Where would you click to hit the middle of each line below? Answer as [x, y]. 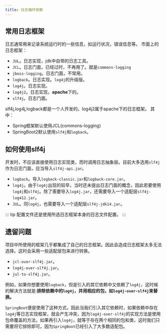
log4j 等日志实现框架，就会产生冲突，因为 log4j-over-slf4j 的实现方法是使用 [83, 314]
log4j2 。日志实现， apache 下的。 [46, 92]
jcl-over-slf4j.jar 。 [35, 262]
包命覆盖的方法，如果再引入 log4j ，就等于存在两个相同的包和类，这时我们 [80, 320]
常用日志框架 [25, 31]
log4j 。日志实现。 [31, 86]
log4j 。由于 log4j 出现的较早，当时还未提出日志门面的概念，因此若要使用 [87, 185]
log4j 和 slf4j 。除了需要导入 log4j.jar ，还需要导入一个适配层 [75, 191]
